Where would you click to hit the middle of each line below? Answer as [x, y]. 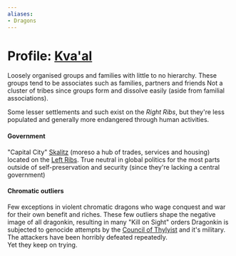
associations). [28, 98]
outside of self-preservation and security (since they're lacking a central [113, 167]
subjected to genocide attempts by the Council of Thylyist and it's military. [117, 230]
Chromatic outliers [36, 191]
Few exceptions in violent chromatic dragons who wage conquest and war [117, 207]
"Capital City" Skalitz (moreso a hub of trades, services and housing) [109, 152]
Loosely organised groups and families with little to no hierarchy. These [112, 76]
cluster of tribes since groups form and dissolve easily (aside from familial [116, 91]
